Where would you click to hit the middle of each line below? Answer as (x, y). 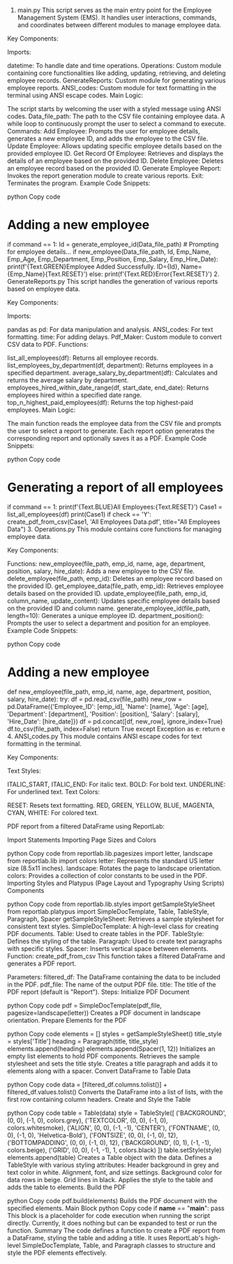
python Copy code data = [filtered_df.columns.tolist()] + (87, 1084)
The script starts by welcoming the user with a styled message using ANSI (114, 109)
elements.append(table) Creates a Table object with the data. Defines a (110, 1157)
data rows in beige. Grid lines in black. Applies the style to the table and (110, 1179)
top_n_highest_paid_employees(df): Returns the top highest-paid (100, 402)
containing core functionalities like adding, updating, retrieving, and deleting (116, 73)
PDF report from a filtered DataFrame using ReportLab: (86, 826)
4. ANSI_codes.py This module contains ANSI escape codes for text (105, 736)
